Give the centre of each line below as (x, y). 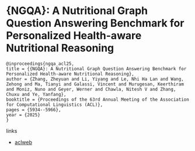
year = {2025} (23, 115)
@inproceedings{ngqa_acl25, (40, 64)
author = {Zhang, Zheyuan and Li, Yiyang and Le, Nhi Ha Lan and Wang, (95, 79)
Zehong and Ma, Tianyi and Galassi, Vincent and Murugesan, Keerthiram (95, 84)
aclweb (23, 142)
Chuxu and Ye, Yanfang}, (36, 94)
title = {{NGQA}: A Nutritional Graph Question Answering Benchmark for (96, 68)
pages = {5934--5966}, (34, 109)
